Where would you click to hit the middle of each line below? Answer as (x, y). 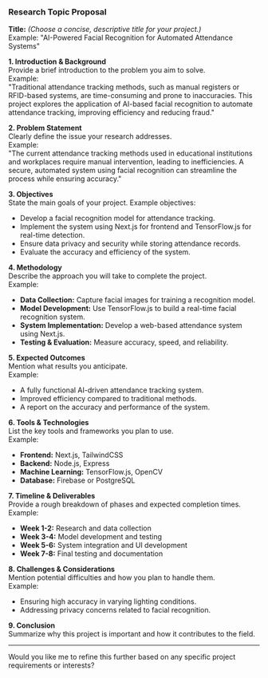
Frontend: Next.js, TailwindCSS (71, 455)
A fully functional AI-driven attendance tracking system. (112, 390)
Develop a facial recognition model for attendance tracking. (117, 219)
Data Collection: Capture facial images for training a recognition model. (138, 300)
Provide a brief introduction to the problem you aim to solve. (107, 70)
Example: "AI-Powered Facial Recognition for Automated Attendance (121, 37)
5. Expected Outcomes (47, 358)
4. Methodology (35, 268)
